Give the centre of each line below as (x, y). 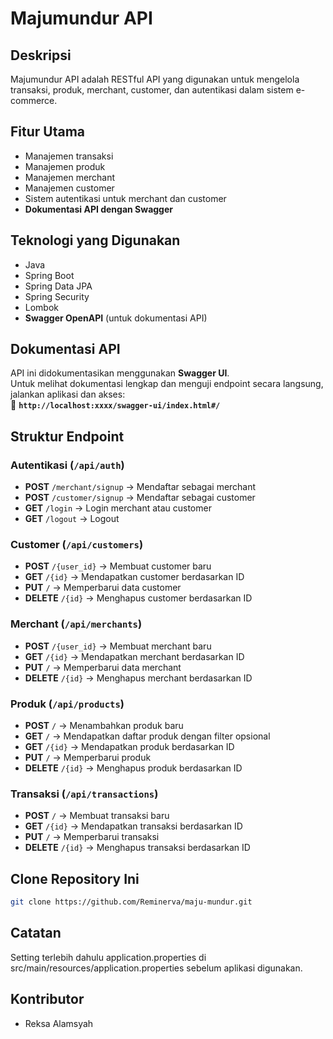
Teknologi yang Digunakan (95, 240)
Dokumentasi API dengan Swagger (98, 209)
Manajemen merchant (70, 177)
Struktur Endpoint (67, 436)
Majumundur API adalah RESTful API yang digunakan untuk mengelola (155, 79)
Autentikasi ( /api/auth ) (67, 465)
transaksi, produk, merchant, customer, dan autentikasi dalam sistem (152, 90)
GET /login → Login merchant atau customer (118, 508)
